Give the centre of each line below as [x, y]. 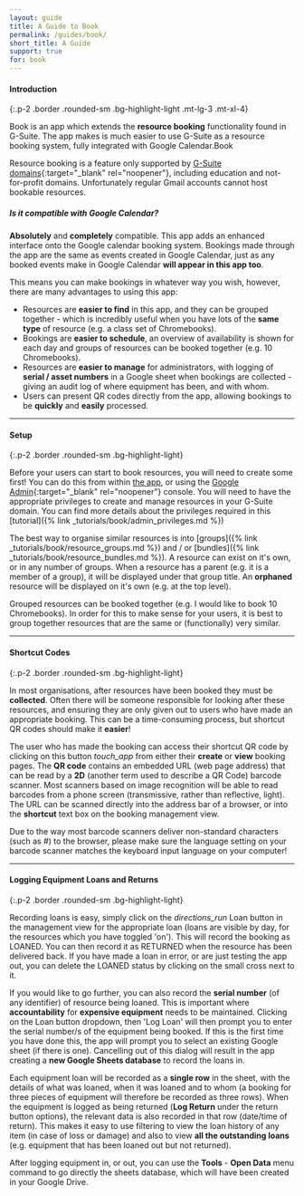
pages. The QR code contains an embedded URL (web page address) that [147, 766]
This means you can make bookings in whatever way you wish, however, [145, 283]
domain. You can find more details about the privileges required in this [140, 511]
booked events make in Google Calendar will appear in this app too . [137, 265]
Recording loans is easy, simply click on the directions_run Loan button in [146, 917]
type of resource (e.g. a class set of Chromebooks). [119, 329]
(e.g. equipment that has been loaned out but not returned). [120, 1145]
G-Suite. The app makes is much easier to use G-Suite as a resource [137, 136]
